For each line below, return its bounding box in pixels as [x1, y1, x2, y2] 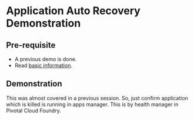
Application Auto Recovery [6, 4, 141, 18]
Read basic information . [14, 62, 72, 69]
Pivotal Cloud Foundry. [6, 107, 61, 114]
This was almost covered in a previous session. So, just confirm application [6, 94, 188, 101]
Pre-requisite [6, 40, 56, 50]
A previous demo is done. [14, 56, 77, 62]
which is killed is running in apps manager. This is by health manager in [6, 101, 179, 108]
